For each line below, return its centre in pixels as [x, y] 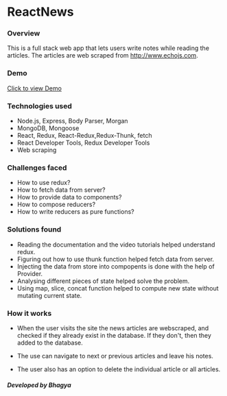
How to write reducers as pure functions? [76, 212]
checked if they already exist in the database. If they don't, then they [114, 335]
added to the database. [50, 343]
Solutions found [34, 230]
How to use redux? [44, 183]
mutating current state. [49, 295]
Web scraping [37, 150]
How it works [29, 313]
